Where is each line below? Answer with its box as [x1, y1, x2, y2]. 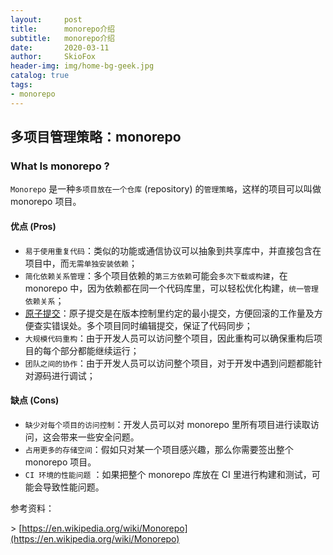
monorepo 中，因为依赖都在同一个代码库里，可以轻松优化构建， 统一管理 [24, 282, 319, 294]
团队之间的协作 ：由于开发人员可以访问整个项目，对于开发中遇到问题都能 [24, 357, 315, 369]
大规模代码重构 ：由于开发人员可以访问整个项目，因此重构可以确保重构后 [24, 332, 315, 344]
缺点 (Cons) [10, 394, 60, 406]
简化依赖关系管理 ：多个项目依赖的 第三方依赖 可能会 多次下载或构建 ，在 [24, 269, 288, 281]
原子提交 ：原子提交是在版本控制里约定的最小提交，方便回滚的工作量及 [24, 307, 315, 319]
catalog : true [10, 71, 70, 81]
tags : [10, 80, 33, 90]
